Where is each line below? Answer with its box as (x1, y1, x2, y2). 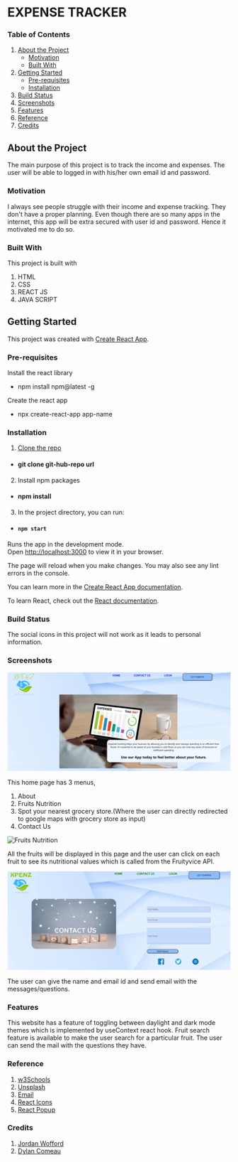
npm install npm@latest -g (17, 382, 95, 391)
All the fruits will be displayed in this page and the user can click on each (7, 849, 220, 858)
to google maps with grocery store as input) (17, 814, 146, 823)
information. (7, 638, 43, 647)
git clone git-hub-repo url (17, 460, 94, 468)
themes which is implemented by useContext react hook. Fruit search (7, 1026, 210, 1035)
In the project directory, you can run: (17, 507, 125, 516)
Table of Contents (7, 30, 71, 40)
